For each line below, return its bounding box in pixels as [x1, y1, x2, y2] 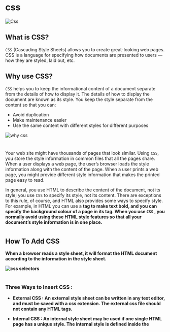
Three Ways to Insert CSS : [5, 283, 73, 290]
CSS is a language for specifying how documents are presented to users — [5, 52, 163, 58]
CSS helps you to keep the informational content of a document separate [5, 85, 156, 91]
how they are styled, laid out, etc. [5, 57, 75, 63]
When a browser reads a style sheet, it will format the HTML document [5, 250, 157, 256]
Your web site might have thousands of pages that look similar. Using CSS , [5, 150, 159, 156]
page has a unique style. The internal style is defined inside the [12, 321, 149, 327]
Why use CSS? [5, 72, 53, 81]
